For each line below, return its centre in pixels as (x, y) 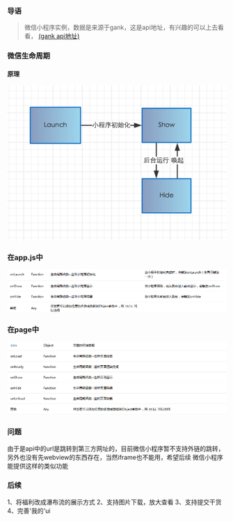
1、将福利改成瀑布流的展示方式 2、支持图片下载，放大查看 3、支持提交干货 (114, 502)
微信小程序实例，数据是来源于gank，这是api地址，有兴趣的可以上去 (121, 27)
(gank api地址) (59, 36)
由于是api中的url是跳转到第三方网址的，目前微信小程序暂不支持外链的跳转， (116, 448)
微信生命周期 (29, 56)
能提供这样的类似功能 (38, 466)
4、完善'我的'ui (29, 511)
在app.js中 (25, 257)
